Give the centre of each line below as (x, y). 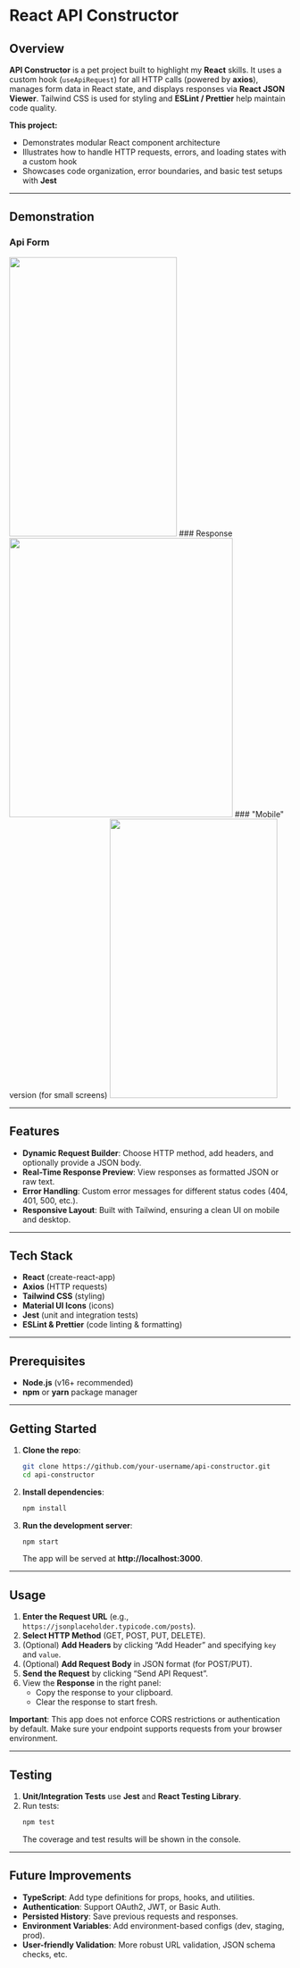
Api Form (29, 242)
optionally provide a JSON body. (82, 1162)
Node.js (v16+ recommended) (78, 1383)
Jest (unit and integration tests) (80, 1315)
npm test (38, 1822)
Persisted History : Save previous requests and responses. (130, 1916)
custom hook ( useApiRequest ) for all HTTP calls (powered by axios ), (134, 80)
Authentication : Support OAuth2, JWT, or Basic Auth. (121, 1906)
